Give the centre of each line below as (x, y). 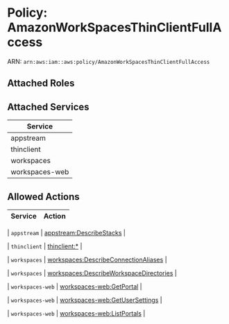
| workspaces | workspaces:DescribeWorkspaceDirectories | (92, 273)
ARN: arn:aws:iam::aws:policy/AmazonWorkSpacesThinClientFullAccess (109, 61)
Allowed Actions (43, 197)
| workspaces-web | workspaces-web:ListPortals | (76, 313)
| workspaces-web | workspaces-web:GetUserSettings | (85, 300)
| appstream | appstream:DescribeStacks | (67, 232)
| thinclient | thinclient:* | (45, 246)
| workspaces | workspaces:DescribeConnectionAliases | (87, 259)
